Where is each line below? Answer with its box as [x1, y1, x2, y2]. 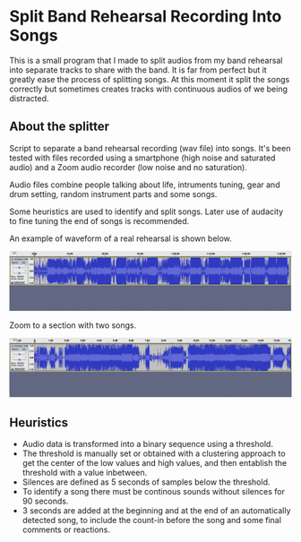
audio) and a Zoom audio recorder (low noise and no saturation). [9, 161, 248, 172]
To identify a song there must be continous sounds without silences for [21, 486, 285, 497]
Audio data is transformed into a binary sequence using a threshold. [21, 439, 273, 450]
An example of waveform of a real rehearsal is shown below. [9, 233, 233, 244]
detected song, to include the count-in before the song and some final [21, 515, 282, 526]
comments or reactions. [21, 524, 110, 535]
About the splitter [9, 119, 110, 134]
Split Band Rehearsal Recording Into [9, 6, 282, 27]
